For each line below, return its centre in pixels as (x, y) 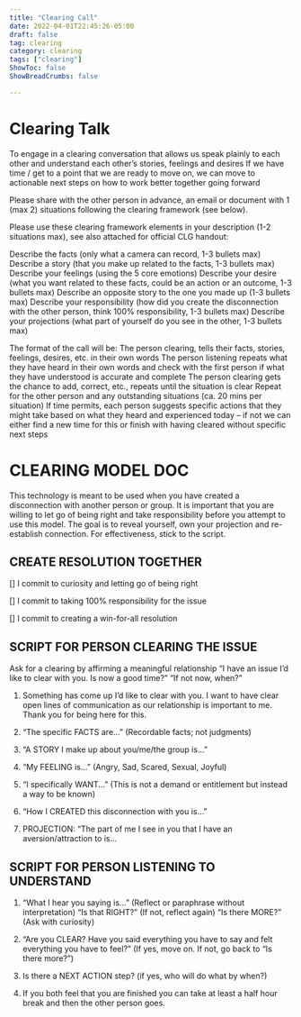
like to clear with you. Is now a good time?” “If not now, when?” (126, 678)
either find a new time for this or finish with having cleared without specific (148, 424)
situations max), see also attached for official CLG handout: (119, 236)
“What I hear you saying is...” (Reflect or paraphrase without (133, 903)
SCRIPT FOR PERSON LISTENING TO (112, 867)
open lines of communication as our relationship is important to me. (147, 705)
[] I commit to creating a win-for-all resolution (93, 619)
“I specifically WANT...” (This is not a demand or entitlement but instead (155, 785)
